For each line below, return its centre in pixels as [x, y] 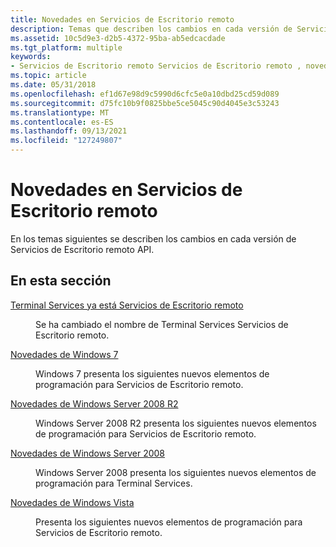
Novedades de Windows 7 [64, 354]
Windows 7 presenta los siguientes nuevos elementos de [152, 373]
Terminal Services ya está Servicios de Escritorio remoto [127, 305]
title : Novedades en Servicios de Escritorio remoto [122, 19]
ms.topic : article [48, 76]
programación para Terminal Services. [114, 483]
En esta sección [61, 281]
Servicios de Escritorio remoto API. [82, 249]
